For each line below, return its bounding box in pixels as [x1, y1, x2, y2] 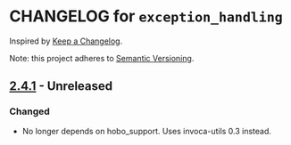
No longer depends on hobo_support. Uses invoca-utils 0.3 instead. [21, 125, 272, 136]
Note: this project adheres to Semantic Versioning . [9, 52, 195, 63]
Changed [9, 105, 51, 117]
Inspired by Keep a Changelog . [9, 36, 123, 46]
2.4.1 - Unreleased [9, 78, 113, 94]
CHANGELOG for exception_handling [9, 6, 283, 27]
